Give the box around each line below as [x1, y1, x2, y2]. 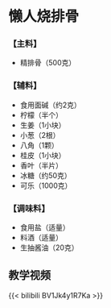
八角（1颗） [19, 140, 59, 150]
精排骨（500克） [19, 58, 76, 68]
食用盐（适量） [19, 223, 70, 232]
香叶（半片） [19, 160, 63, 170]
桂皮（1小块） [19, 150, 66, 160]
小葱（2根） [19, 130, 60, 139]
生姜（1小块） [19, 120, 66, 130]
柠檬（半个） [19, 110, 63, 119]
